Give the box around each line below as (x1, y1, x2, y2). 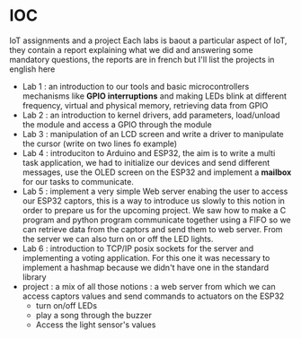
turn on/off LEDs (35, 300, 97, 310)
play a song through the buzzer (35, 309, 153, 320)
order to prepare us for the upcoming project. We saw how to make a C (22, 204, 287, 215)
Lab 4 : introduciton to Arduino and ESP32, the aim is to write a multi (22, 147, 276, 158)
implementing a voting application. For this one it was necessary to (22, 252, 270, 263)
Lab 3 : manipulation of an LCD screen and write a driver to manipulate (22, 128, 285, 139)
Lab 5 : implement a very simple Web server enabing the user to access (22, 186, 288, 196)
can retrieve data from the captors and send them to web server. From (22, 223, 283, 234)
